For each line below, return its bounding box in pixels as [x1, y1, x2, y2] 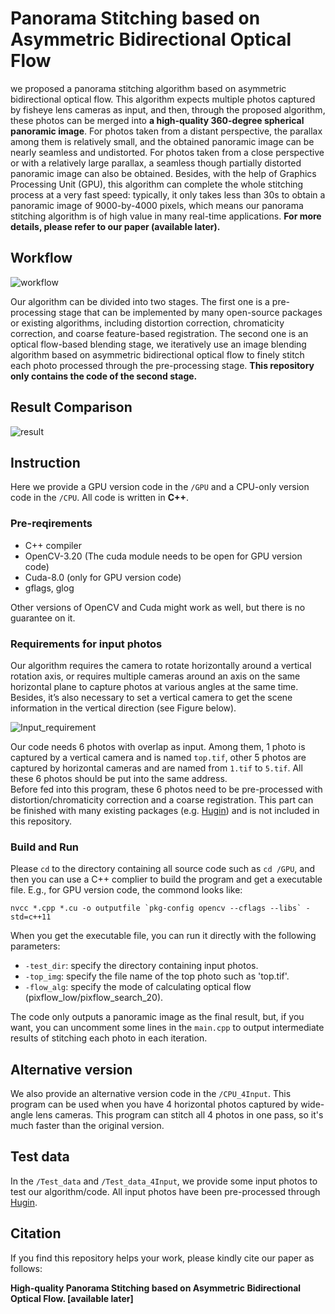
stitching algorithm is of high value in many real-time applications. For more [10, 210, 322, 222]
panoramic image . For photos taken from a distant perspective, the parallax [10, 125, 323, 137]
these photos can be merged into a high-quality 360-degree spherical [10, 114, 305, 126]
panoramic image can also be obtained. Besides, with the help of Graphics [10, 167, 317, 179]
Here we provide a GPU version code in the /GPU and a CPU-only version [10, 481, 310, 493]
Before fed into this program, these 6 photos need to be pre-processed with [10, 783, 323, 795]
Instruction [10, 454, 81, 471]
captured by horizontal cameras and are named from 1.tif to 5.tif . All [10, 762, 303, 774]
